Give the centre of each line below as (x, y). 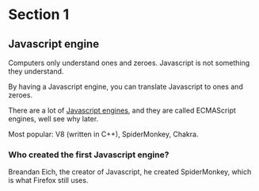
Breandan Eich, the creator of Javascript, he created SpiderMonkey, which (130, 172)
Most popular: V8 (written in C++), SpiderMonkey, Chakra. (103, 134)
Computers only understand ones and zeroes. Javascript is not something (129, 63)
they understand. (36, 71)
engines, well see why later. (53, 119)
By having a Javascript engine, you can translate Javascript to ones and (126, 86)
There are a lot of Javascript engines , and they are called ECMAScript (122, 110)
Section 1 (39, 15)
